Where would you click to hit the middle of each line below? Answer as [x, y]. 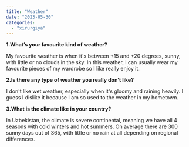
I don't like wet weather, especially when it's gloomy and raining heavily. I [95, 91]
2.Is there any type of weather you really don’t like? [70, 80]
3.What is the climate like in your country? [59, 109]
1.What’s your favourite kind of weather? [57, 45]
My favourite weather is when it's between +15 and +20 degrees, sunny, [93, 56]
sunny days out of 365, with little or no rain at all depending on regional [92, 133]
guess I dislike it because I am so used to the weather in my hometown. [92, 98]
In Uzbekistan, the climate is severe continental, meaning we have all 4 [92, 121]
